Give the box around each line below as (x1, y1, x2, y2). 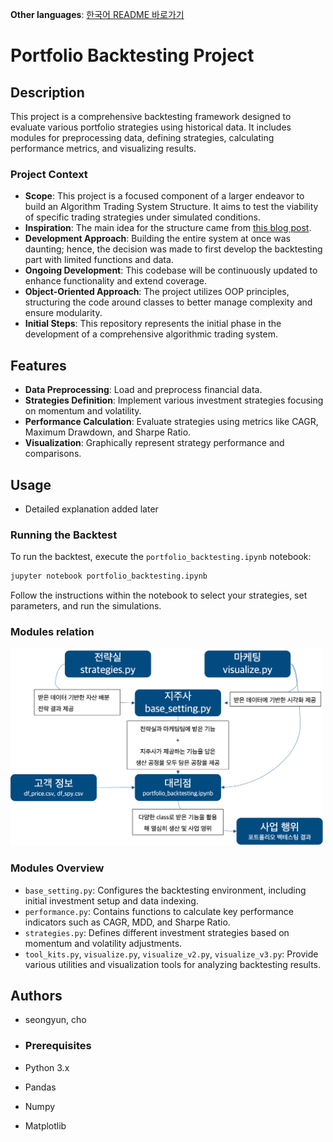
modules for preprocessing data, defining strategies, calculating (10, 132, 275, 143)
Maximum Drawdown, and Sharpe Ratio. (24, 426, 192, 438)
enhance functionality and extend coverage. (24, 275, 207, 287)
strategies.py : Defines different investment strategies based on (24, 926, 290, 938)
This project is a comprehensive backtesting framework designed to (10, 111, 292, 122)
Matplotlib (24, 1119, 67, 1132)
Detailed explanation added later (24, 503, 159, 515)
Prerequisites (24, 1039, 92, 1053)
